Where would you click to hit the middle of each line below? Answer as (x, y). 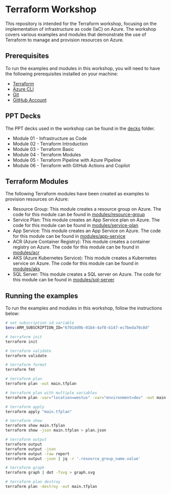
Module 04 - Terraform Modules (47, 154)
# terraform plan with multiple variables (51, 393)
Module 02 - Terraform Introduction (50, 144)
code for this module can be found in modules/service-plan (76, 226)
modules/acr (26, 253)
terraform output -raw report (38, 454)
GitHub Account (30, 100)
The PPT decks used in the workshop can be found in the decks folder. (80, 128)
